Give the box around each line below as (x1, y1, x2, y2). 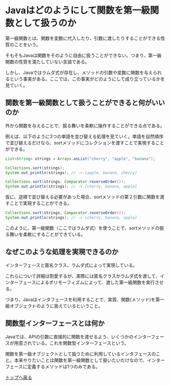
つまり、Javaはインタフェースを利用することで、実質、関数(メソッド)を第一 (5, 296, 165, 303)
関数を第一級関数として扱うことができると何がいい (5, 99, 165, 107)
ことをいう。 (14, 41, 41, 47)
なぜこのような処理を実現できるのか (5, 248, 119, 256)
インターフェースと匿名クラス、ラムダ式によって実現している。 (5, 262, 138, 268)
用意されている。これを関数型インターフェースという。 (14, 340, 129, 346)
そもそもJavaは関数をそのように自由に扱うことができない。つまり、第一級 (5, 52, 162, 58)
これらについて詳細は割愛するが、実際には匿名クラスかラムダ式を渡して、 (5, 273, 160, 279)
